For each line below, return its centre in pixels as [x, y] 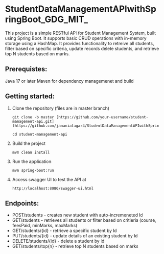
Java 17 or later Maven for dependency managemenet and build [69, 81]
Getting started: [30, 96]
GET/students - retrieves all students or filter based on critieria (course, [84, 220]
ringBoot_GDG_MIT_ [47, 19]
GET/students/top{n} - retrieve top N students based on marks [75, 246]
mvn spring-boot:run [33, 170]
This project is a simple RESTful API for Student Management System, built [81, 33]
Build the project [29, 143]
